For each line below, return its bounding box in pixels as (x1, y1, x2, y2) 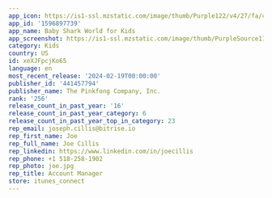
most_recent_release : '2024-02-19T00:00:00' (8, 72, 161, 80)
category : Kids (8, 42, 60, 50)
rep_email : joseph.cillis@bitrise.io (8, 124, 136, 133)
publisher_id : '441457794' (8, 79, 100, 87)
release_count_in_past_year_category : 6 (8, 110, 147, 118)
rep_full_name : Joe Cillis (8, 139, 100, 148)
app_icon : (8, 11, 42, 20)
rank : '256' (8, 95, 49, 103)
